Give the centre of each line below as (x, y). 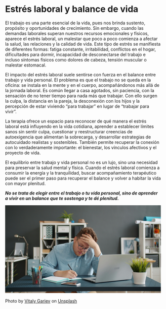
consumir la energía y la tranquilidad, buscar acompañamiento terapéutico (81, 173)
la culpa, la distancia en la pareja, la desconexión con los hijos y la (72, 101)
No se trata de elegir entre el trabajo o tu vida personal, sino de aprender (82, 193)
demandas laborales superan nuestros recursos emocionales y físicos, (77, 33)
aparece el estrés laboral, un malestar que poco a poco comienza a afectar (82, 39)
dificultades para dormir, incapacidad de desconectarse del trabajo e (75, 54)
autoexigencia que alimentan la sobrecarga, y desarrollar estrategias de (78, 137)
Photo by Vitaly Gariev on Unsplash (41, 301)
